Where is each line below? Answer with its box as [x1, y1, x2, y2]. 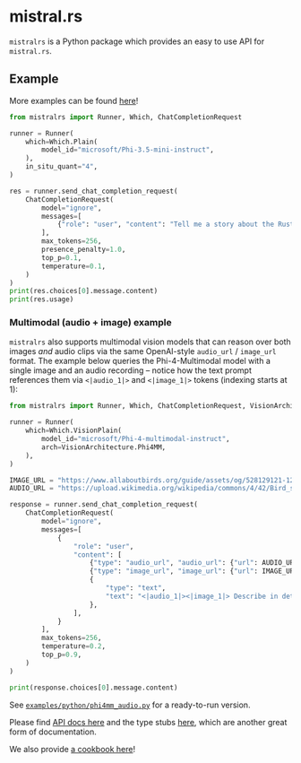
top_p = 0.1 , [41, 253, 82, 262]
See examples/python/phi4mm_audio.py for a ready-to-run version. [9, 699, 251, 710]
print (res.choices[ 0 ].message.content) [9, 287, 159, 296]
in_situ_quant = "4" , [25, 162, 99, 171]
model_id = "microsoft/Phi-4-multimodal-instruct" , [41, 435, 230, 444]
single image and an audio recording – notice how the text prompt [9, 365, 253, 376]
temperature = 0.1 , [41, 262, 106, 271]
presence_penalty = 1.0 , [41, 245, 126, 254]
